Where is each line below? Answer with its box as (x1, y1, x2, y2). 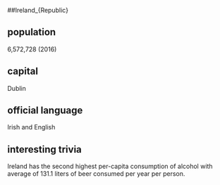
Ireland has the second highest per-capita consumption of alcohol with (7, 162, 213, 171)
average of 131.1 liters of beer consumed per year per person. (7, 170, 185, 178)
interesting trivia (7, 143, 82, 155)
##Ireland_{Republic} (7, 6, 69, 14)
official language (7, 105, 83, 117)
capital (7, 65, 39, 77)
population (7, 26, 56, 38)
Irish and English (7, 123, 56, 132)
